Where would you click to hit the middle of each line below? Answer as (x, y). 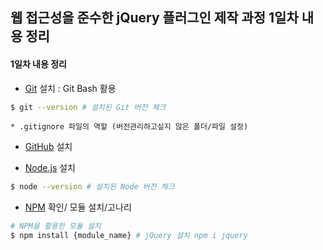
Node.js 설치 (50, 168)
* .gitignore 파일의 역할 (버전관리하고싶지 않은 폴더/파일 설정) (129, 127)
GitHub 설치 (48, 147)
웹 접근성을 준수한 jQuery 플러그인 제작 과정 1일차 (154, 18)
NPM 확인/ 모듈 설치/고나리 (78, 207)
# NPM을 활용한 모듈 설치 (56, 226)
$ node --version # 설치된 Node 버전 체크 (92, 187)
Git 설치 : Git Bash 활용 (70, 88)
